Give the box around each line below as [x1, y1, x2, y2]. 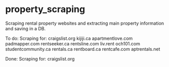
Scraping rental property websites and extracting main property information [5, 20, 164, 26]
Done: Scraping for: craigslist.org [5, 55, 75, 61]
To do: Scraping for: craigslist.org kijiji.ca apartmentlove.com [5, 35, 133, 41]
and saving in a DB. [5, 25, 46, 31]
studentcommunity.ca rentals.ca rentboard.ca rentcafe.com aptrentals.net [5, 46, 160, 52]
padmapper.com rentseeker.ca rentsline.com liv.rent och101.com [5, 40, 140, 46]
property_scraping [5, 4, 86, 15]
